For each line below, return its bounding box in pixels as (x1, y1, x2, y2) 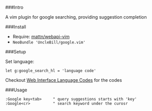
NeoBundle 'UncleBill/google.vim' (12, 40, 86, 45)
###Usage (5, 87, 28, 93)
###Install (5, 24, 26, 30)
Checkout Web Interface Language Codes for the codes (5, 77, 123, 83)
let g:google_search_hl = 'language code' (5, 68, 96, 73)
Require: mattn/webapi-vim (12, 34, 70, 39)
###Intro (5, 5, 24, 10)
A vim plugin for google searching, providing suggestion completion (5, 14, 147, 20)
